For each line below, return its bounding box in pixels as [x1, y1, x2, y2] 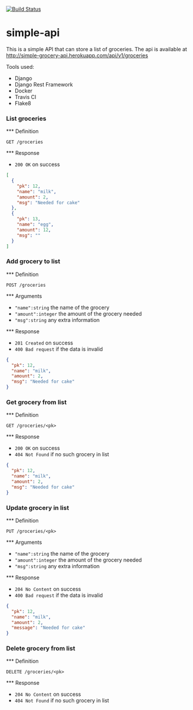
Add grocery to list [6, 257, 61, 266]
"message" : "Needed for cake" [11, 625, 85, 631]
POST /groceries [6, 282, 46, 288]
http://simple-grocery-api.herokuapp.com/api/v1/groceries [6, 52, 148, 59]
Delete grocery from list [6, 645, 75, 653]
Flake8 [14, 99, 31, 107]
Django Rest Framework [14, 81, 74, 88]
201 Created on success [14, 339, 74, 346]
